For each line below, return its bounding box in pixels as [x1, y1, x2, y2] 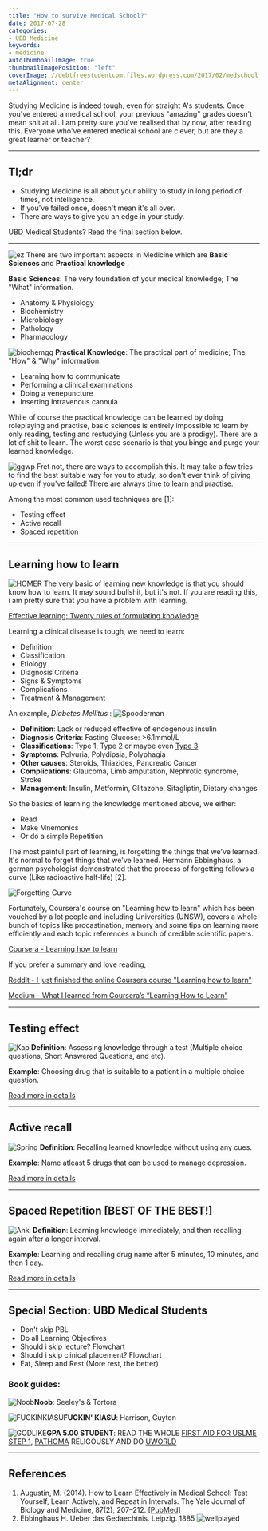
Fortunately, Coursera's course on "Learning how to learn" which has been [8, 904, 255, 913]
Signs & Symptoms [19, 676, 82, 686]
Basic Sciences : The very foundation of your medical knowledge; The [8, 274, 239, 284]
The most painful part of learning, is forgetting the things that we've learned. [8, 847, 260, 857]
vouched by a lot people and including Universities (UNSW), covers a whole [8, 912, 258, 921]
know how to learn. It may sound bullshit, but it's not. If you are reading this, [8, 587, 258, 597]
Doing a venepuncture [19, 388, 93, 398]
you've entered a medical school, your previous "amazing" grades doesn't [8, 109, 253, 118]
